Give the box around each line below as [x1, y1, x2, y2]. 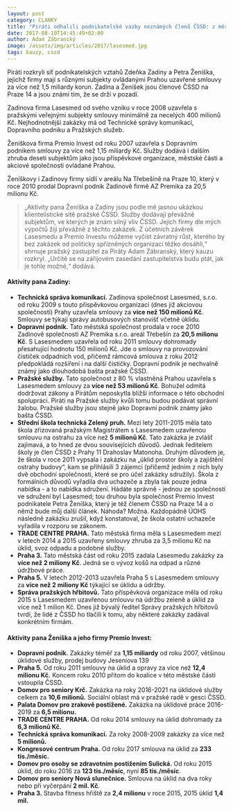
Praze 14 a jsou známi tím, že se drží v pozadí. [7, 90, 139, 98]
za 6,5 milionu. [33, 708, 77, 716]
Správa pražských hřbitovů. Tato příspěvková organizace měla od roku [17, 588, 223, 597]
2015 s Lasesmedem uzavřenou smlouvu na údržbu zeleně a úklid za [17, 596, 214, 604]
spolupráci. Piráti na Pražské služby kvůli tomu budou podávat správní [17, 396, 218, 405]
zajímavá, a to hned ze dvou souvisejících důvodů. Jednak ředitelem [17, 441, 213, 449]
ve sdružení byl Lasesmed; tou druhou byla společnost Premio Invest [17, 492, 215, 500]
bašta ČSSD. [17, 411, 53, 420]
